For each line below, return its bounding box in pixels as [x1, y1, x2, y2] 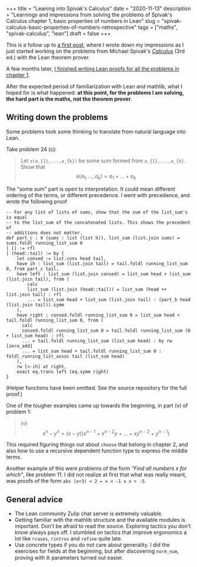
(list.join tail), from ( [6, 276, 69, 282]
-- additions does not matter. [6, 229, 83, 236]
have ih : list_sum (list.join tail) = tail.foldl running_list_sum [16, 261, 188, 266]
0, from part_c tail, [6, 266, 59, 272]
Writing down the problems [6, 112, 108, 122]
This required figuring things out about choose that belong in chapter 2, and [6, 441, 188, 448]
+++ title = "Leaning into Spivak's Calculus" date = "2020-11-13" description [6, 5, 191, 12]
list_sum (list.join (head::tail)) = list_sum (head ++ [27, 286, 167, 292]
